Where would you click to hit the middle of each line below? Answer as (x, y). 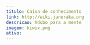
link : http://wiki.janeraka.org (45, 17)
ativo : (14, 33)
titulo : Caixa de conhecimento (44, 11)
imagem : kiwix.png (28, 28)
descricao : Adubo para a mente (44, 22)
